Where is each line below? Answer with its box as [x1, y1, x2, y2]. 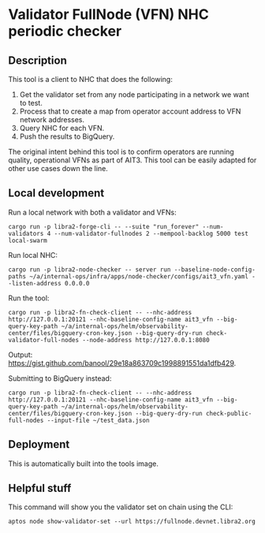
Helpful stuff [8, 482, 72, 495]
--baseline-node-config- [174, 266, 256, 274]
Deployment [8, 438, 70, 451]
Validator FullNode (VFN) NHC [8, 6, 209, 24]
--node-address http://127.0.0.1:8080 [82, 336, 211, 344]
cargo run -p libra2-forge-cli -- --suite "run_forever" [8, 222, 200, 230]
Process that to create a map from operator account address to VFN [19, 106, 241, 116]
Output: [8, 349, 33, 360]
